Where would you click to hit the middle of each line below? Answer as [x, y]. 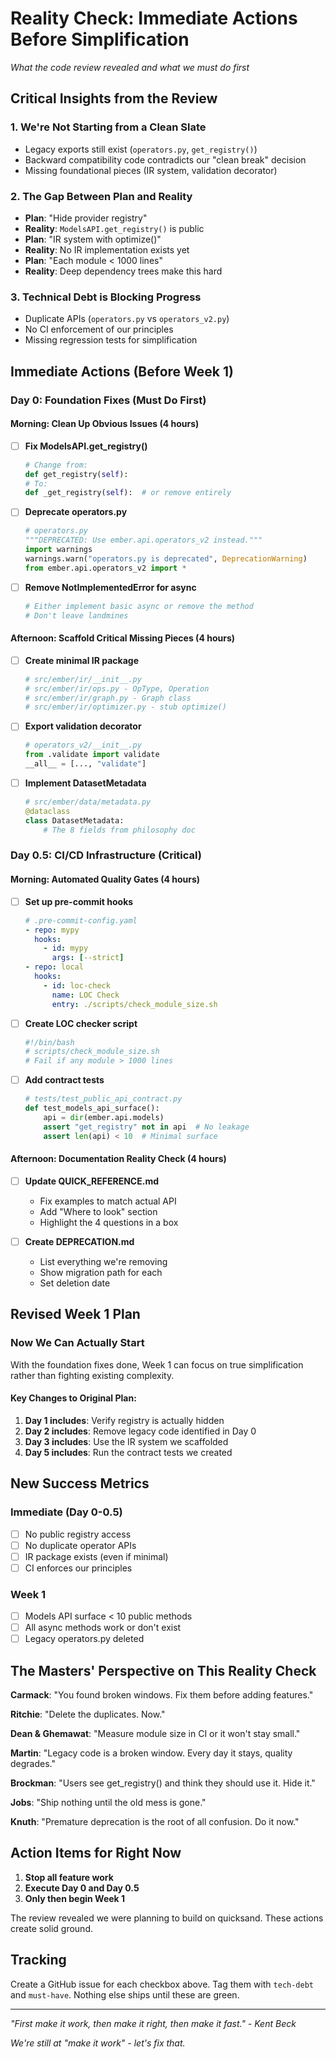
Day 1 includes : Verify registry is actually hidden [124, 1420]
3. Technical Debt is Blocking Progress [106, 297]
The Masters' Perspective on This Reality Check [163, 1670]
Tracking [38, 1960]
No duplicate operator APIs [80, 1545]
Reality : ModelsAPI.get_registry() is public [114, 228]
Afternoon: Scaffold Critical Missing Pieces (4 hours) [122, 638]
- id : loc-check [77, 985]
